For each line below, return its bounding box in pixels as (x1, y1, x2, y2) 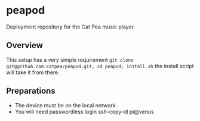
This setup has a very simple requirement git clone (6, 56, 134, 63)
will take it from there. (6, 69, 60, 76)
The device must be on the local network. (14, 101, 118, 109)
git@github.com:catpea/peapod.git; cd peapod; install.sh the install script (6, 62, 194, 69)
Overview (6, 40, 44, 50)
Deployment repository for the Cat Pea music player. (6, 23, 136, 30)
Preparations (6, 86, 56, 96)
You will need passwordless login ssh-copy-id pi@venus (14, 108, 154, 115)
